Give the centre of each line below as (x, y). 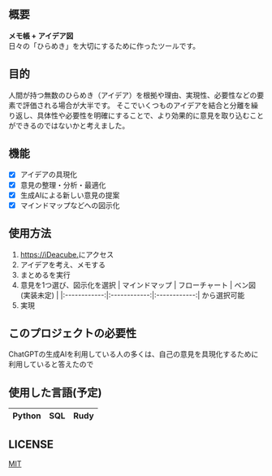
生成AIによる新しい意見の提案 (70, 195)
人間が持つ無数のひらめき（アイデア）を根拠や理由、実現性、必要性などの (133, 95)
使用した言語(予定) (55, 392)
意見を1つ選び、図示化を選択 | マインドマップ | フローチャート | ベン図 (138, 285)
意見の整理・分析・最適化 (63, 184)
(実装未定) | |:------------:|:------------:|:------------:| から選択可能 (132, 295)
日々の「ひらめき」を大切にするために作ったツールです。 (104, 45)
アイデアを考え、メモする (63, 264)
